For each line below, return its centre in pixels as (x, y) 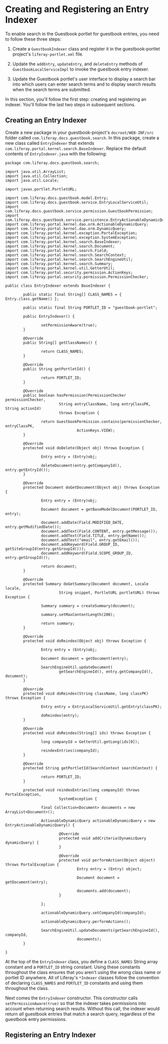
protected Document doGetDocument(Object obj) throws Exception (91, 487)
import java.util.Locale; (32, 180)
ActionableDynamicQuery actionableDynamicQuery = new (98, 820)
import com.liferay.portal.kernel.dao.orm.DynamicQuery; (66, 229)
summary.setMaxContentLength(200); (78, 614)
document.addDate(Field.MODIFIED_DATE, (82, 522)
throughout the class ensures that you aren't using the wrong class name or (83, 972)
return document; (59, 566)
